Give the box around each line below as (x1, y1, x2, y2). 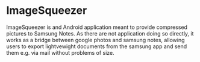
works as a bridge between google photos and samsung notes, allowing (6, 36, 185, 43)
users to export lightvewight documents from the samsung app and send (6, 43, 187, 50)
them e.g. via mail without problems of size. (6, 49, 114, 56)
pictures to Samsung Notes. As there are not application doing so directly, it (6, 29, 194, 37)
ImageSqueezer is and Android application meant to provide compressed (6, 23, 188, 31)
